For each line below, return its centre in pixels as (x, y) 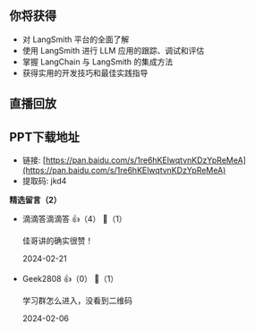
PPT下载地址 (45, 137)
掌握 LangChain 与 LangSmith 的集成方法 (98, 62)
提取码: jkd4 (44, 181)
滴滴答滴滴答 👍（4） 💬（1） (74, 219)
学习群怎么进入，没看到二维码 (77, 301)
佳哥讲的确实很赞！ (58, 241)
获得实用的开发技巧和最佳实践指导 (85, 72)
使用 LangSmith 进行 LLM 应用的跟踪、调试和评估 (113, 50)
